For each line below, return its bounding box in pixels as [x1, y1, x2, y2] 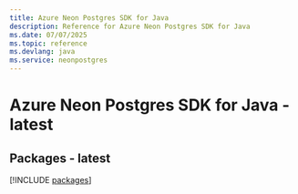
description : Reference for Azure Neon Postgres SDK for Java [9, 22, 251, 31]
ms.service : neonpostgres [9, 56, 108, 65]
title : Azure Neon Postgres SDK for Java [9, 13, 170, 23]
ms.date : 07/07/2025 [9, 30, 88, 39]
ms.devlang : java [9, 47, 76, 56]
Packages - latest [9, 150, 111, 166]
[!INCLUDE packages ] [9, 175, 92, 185]
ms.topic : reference [9, 38, 88, 48]
